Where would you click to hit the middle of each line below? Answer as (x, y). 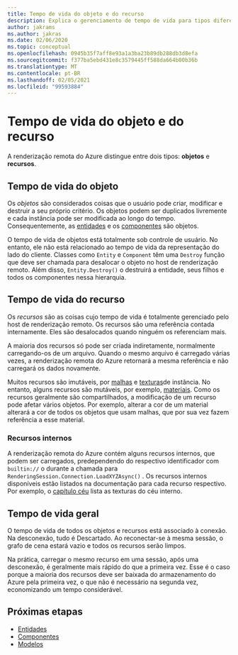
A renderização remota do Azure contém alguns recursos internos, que (111, 453)
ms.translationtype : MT (42, 67)
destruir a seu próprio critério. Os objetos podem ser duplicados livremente (117, 211)
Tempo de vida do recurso (66, 300)
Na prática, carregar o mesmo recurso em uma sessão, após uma (103, 559)
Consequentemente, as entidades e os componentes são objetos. (103, 226)
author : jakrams (31, 27)
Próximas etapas (45, 612)
